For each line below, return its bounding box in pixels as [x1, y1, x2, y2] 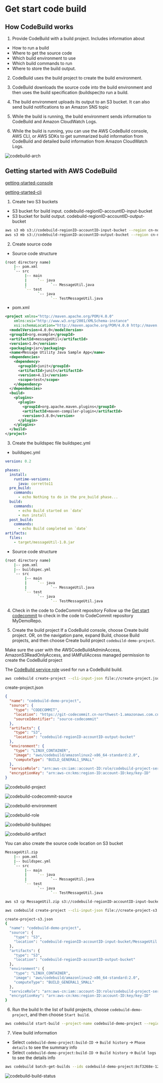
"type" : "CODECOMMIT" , [14, 707, 60, 713]
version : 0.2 [5, 459, 32, 464]
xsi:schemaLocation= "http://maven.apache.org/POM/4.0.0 [14, 323, 130, 328]
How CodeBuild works [5, 23, 74, 31]
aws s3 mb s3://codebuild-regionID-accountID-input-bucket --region [5, 228, 147, 232]
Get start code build [5, 3, 87, 15]
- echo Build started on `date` [17, 508, 83, 513]
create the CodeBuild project [5, 657, 63, 663]
